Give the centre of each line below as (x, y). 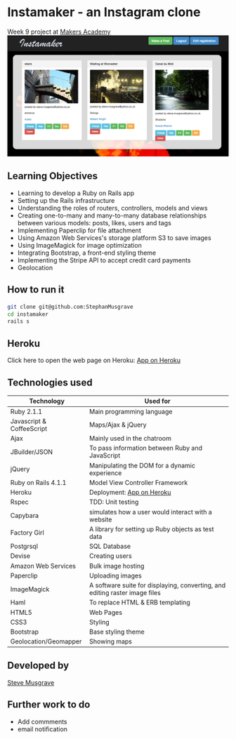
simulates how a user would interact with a (150, 512)
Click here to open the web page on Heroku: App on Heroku (94, 360)
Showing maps (110, 641)
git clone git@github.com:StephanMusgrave (70, 307)
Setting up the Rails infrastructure (66, 200)
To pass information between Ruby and (145, 448)
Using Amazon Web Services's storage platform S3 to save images (114, 238)
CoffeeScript (29, 428)
